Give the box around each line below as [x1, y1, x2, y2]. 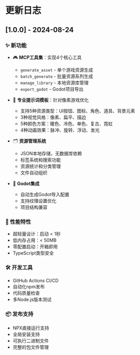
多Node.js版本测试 [12, 297, 52, 303]
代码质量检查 [12, 290, 40, 296]
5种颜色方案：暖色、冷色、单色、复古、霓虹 [20, 120, 113, 127]
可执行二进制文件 [12, 338, 49, 344]
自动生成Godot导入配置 [20, 191, 69, 197]
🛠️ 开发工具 [5, 264, 33, 272]
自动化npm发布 [12, 284, 45, 290]
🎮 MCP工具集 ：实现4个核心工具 [12, 54, 82, 60]
